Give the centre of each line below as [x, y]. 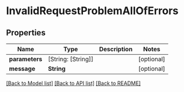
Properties [26, 33]
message [22, 69]
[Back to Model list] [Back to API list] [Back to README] [73, 83]
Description [116, 49]
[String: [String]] [71, 59]
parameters [26, 59]
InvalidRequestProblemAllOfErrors [92, 11]
